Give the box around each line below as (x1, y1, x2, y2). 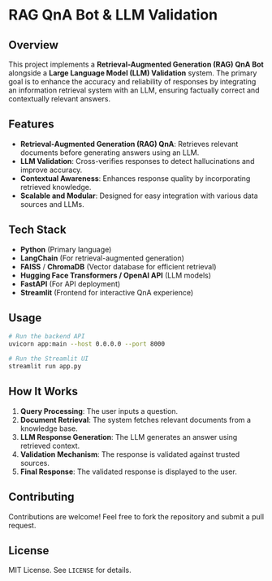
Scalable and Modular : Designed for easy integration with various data (19, 191, 258, 200)
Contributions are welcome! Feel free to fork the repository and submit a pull (8, 511, 265, 521)
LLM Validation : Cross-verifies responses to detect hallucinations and (19, 156, 255, 166)
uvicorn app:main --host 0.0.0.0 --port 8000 (8, 340, 165, 348)
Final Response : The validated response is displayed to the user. (19, 467, 237, 476)
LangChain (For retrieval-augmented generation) (19, 253, 185, 263)
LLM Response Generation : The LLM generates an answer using (19, 432, 238, 441)
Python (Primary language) (19, 244, 112, 254)
